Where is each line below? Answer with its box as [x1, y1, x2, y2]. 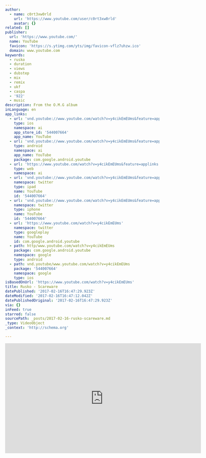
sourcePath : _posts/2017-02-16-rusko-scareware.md [5, 316, 111, 321]
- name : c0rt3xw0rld [9, 12, 51, 17]
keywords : [5, 52, 25, 58]
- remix [9, 80, 25, 85]
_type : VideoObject [5, 321, 45, 326]
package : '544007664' [14, 266, 58, 271]
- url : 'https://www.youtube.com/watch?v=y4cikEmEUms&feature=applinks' [9, 162, 161, 167]
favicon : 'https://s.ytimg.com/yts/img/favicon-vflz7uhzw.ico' [9, 44, 141, 48]
